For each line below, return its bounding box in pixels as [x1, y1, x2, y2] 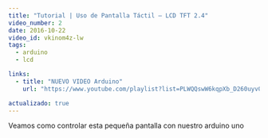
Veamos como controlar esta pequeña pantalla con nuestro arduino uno [8, 121, 245, 131]
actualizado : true [8, 99, 69, 107]
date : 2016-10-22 [8, 26, 66, 34]
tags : [8, 41, 26, 49]
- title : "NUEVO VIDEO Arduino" [15, 77, 124, 86]
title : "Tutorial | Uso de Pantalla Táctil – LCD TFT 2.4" [8, 11, 209, 20]
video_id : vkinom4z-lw [8, 33, 84, 42]
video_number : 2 [8, 19, 62, 27]
